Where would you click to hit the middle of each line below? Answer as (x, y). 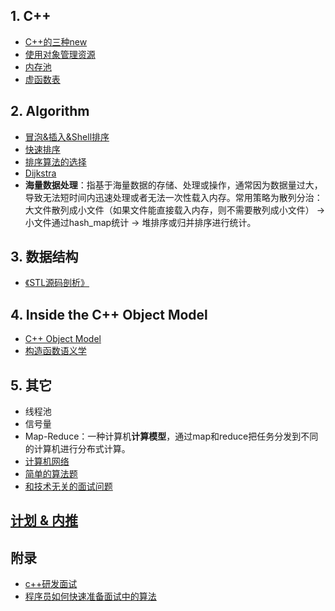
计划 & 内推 (44, 520)
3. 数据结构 (44, 257)
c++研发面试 (51, 584)
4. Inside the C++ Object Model (109, 314)
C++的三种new (56, 41)
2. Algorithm (50, 111)
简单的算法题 (51, 474)
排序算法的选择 (55, 161)
